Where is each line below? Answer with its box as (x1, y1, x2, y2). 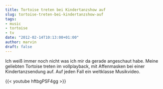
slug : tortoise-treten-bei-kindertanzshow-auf (5, 12, 104, 17)
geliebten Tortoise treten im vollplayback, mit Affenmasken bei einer (5, 63, 145, 69)
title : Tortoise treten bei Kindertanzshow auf (5, 7, 106, 12)
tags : (5, 16, 16, 21)
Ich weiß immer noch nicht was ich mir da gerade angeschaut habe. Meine (5, 58, 159, 64)
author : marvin (5, 40, 37, 45)
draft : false (5, 44, 32, 49)
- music (5, 21, 21, 26)
